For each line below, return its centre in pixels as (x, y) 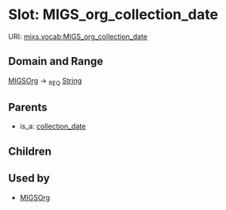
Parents (28, 107)
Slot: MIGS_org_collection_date (113, 15)
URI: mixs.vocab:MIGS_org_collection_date (78, 36)
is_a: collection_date (53, 126)
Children (30, 151)
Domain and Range (56, 61)
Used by (29, 179)
